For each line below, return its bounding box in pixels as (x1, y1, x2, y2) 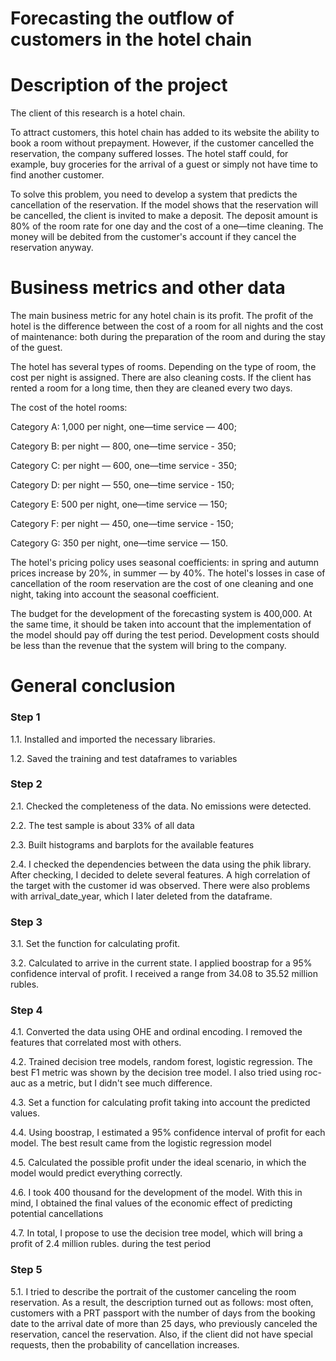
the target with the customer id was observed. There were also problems (10, 879, 311, 891)
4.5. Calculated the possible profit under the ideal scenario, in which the (10, 1157, 307, 1169)
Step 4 (10, 1003, 43, 1017)
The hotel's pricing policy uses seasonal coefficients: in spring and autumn (10, 557, 320, 569)
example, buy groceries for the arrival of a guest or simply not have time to (10, 158, 319, 171)
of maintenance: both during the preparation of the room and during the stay (10, 331, 326, 343)
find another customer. (10, 169, 105, 181)
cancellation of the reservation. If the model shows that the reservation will (10, 199, 319, 211)
